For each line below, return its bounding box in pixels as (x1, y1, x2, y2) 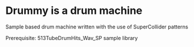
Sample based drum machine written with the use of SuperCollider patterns (5, 23, 189, 30)
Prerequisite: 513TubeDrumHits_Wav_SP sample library (5, 34, 138, 41)
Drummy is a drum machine (5, 4, 143, 17)
